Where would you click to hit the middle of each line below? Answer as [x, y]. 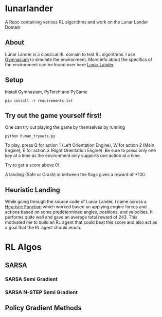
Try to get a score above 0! [32, 165]
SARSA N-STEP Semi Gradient [41, 292]
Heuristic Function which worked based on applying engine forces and [76, 207]
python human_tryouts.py [30, 136]
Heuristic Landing [33, 190]
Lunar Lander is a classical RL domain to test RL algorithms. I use [70, 54]
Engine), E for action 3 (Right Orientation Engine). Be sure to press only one [81, 150]
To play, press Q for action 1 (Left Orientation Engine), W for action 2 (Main [80, 145]
